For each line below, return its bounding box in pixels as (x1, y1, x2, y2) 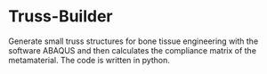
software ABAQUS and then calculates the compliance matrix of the (8, 45, 257, 55)
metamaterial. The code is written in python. (8, 54, 171, 65)
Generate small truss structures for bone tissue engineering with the (8, 36, 259, 46)
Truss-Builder (8, 6, 113, 27)
